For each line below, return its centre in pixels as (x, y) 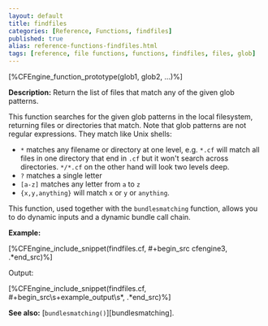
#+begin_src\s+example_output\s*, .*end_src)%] (90, 297)
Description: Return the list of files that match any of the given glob (121, 92)
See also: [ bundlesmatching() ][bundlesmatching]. (91, 313)
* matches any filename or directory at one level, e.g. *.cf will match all (140, 150)
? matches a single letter (61, 176)
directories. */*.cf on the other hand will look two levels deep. (125, 167)
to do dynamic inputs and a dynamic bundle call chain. (99, 217)
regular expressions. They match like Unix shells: (90, 134)
